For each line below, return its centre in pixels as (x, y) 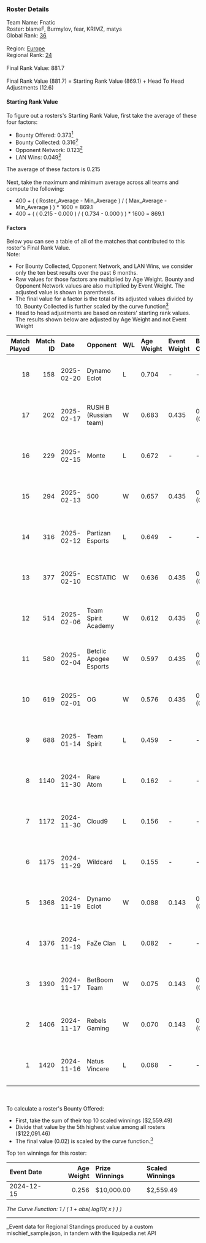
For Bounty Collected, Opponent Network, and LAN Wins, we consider (104, 266)
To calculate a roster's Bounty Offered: (55, 1108)
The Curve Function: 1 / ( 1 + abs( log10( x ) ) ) (64, 1209)
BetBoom (100, 980)
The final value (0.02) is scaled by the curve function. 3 (84, 1141)
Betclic (97, 651)
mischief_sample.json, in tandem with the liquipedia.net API (81, 1233)
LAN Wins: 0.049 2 (38, 157)
